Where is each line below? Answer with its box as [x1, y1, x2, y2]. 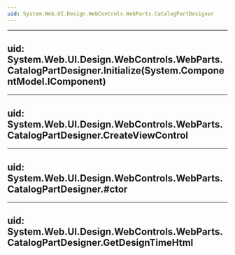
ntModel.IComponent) [7, 76, 106, 88]
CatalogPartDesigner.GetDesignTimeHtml [7, 237, 194, 249]
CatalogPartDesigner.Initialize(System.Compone [7, 64, 225, 77]
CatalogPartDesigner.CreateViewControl [7, 129, 189, 141]
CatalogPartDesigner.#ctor [7, 183, 128, 195]
